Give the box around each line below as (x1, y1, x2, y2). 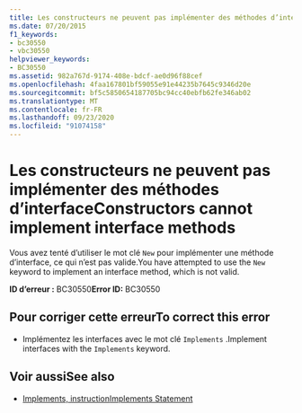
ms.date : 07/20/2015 (9, 22, 87, 31)
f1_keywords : (9, 30, 58, 39)
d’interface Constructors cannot (9, 198, 253, 219)
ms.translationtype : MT (9, 96, 99, 106)
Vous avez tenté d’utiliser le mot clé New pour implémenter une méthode (9, 247, 274, 258)
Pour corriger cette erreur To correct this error (9, 310, 271, 325)
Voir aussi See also (9, 369, 115, 384)
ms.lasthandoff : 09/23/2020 (9, 113, 115, 122)
